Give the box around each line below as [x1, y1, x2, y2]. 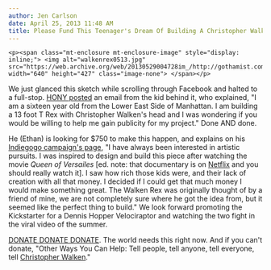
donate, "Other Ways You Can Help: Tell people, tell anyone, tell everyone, [8, 243, 255, 254]
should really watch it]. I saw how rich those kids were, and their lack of [8, 168, 247, 178]
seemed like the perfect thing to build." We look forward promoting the [8, 202, 243, 212]
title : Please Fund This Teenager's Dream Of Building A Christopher [8, 27, 248, 35]
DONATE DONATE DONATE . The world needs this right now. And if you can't [8, 235, 263, 245]
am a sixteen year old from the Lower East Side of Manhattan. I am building [8, 102, 258, 111]
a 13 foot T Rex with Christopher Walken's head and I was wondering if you [8, 110, 258, 119]
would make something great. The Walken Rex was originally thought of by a [8, 185, 263, 195]
